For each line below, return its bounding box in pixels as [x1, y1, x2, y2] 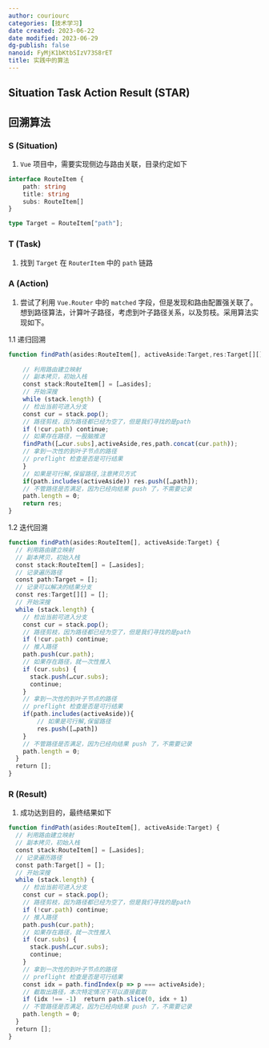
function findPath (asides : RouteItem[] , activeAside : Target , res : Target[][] [8, 350, 263, 358]
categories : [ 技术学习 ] [8, 19, 82, 27]
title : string [22, 190, 70, 198]
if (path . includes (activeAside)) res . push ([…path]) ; [22, 477, 199, 485]
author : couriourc [8, 11, 70, 20]
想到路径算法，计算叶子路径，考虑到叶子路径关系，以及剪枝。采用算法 [19, 307, 252, 317]
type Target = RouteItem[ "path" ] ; [8, 220, 124, 228]
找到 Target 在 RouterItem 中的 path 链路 [19, 257, 154, 267]
